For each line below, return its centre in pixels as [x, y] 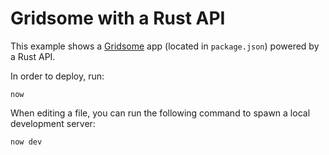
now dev [26, 142]
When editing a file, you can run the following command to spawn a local [160, 113]
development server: [53, 123]
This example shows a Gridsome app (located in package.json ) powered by [165, 46]
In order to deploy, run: [57, 76]
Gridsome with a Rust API [118, 18]
